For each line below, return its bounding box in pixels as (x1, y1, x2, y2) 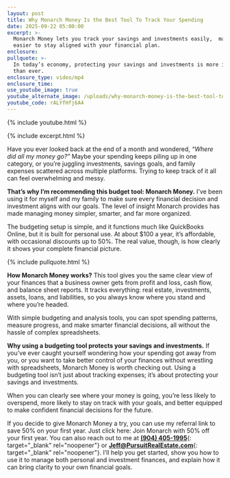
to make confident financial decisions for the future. (7, 406, 153, 414)
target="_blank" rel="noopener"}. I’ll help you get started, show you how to (7, 448, 219, 457)
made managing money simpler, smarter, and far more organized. (7, 209, 192, 217)
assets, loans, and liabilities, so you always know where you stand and (7, 293, 206, 301)
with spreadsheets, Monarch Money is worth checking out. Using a (7, 363, 196, 372)
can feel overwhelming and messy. (7, 174, 105, 182)
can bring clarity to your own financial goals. (7, 463, 133, 471)
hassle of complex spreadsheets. (7, 328, 101, 337)
